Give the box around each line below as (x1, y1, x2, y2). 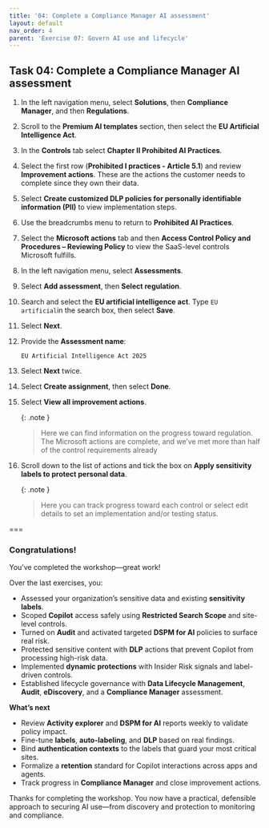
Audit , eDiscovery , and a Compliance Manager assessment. (20, 687, 223, 697)
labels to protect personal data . (20, 470, 127, 479)
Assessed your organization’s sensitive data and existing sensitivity (20, 594, 246, 604)
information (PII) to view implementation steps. (20, 202, 177, 212)
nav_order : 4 (9, 26, 53, 34)
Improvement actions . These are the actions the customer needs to (20, 170, 246, 180)
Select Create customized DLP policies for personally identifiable (20, 194, 242, 204)
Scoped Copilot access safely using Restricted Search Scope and (20, 611, 241, 620)
